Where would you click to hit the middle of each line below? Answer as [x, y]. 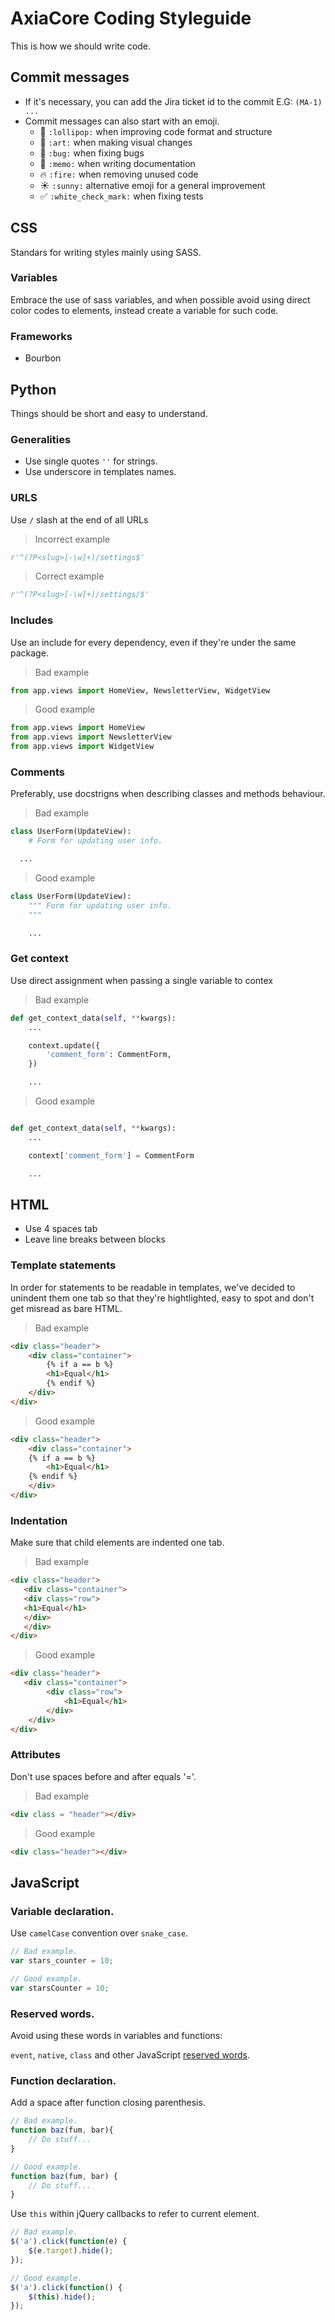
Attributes [35, 1755]
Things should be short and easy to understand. [109, 413]
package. [29, 653]
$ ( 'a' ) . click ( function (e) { [69, 2242]
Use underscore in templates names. [100, 472]
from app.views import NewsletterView [91, 737]
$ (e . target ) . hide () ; [71, 2251]
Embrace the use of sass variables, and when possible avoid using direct [160, 299]
